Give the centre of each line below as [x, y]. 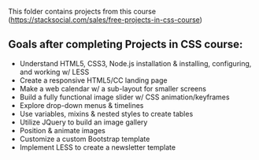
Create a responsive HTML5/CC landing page [93, 80]
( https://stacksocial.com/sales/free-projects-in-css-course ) [105, 20]
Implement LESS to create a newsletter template [97, 147]
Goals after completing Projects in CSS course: [126, 45]
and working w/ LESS [54, 72]
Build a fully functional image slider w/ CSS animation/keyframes [124, 97]
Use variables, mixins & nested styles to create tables [106, 113]
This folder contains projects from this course [82, 11]
